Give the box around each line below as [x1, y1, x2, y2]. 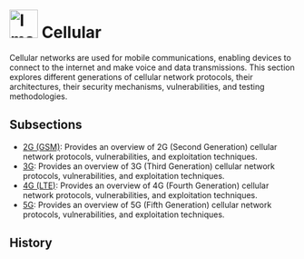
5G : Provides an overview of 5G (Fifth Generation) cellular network [22, 199, 272, 210]
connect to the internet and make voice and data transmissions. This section [9, 62, 295, 73]
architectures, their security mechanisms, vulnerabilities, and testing [9, 81, 265, 92]
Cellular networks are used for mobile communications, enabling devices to [9, 52, 292, 63]
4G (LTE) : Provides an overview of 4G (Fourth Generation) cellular [22, 180, 270, 191]
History [9, 235, 53, 251]
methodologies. [9, 91, 68, 102]
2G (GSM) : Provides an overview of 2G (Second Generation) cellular [22, 141, 278, 152]
